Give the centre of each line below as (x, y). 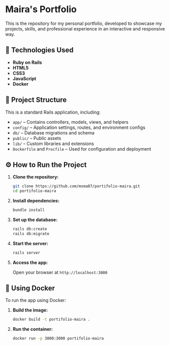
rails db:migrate (31, 234)
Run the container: (33, 329)
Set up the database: (35, 220)
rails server (26, 253)
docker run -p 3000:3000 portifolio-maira (58, 338)
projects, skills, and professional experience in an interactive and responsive (85, 28)
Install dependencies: (36, 201)
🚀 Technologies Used (39, 50)
